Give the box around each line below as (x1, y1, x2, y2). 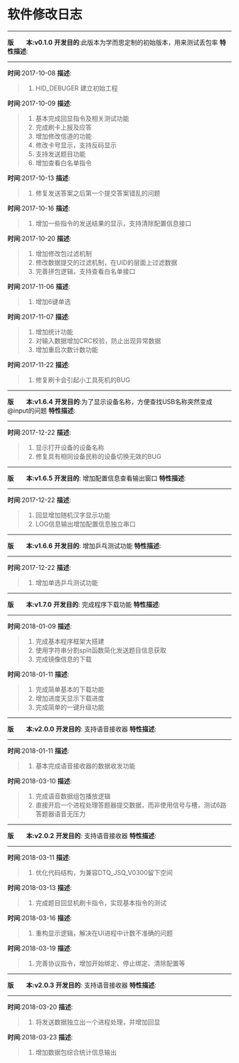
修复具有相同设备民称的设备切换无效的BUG (35, 452, 161, 460)
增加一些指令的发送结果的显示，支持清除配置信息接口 (35, 218, 192, 228)
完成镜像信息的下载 (35, 655, 92, 663)
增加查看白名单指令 (35, 158, 92, 167)
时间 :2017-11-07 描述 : (7, 312, 70, 321)
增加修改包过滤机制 (35, 249, 92, 258)
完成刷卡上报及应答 (35, 122, 92, 132)
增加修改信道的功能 (35, 132, 92, 140)
